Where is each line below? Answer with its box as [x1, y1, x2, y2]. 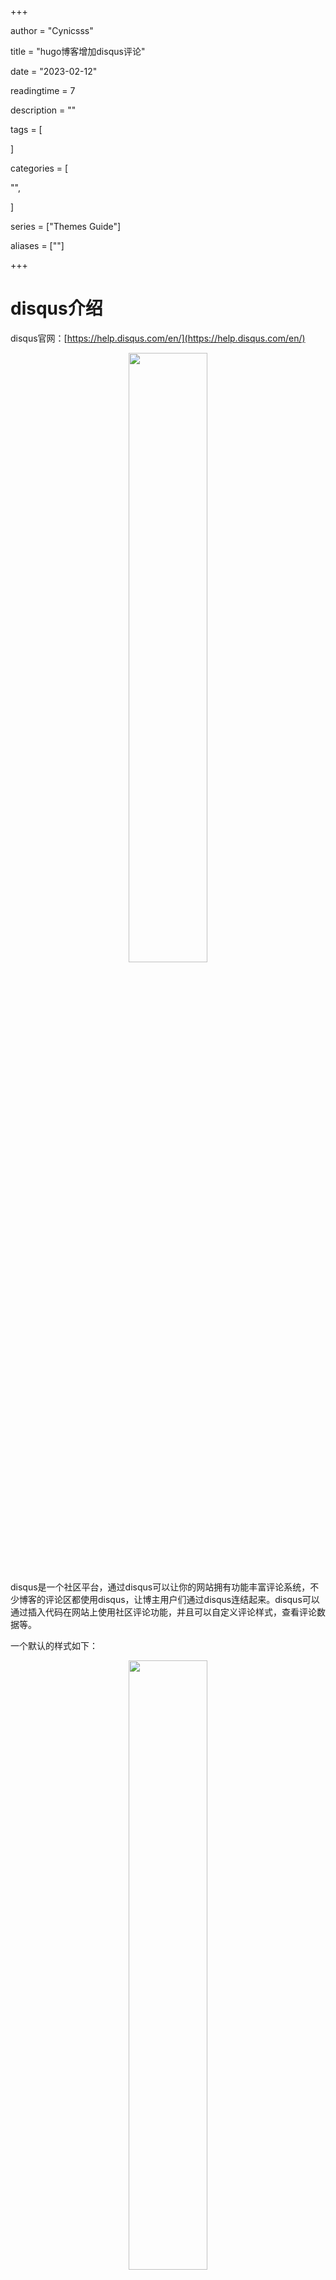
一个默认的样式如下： [10, 1639, 98, 1651]
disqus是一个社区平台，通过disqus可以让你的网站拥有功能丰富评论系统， [10, 1581, 311, 1593]
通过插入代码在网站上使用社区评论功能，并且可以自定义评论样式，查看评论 [10, 1606, 317, 1618]
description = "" [10, 104, 77, 116]
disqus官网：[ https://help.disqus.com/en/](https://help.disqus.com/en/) [10, 332, 306, 344]
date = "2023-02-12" [10, 66, 98, 77]
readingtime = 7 [10, 85, 76, 96]
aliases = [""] [10, 240, 65, 251]
